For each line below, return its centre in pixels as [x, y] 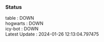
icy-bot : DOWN [22, 29]
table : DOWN [20, 18]
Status [14, 7]
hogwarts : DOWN [24, 23]
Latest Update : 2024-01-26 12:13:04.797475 [52, 34]
